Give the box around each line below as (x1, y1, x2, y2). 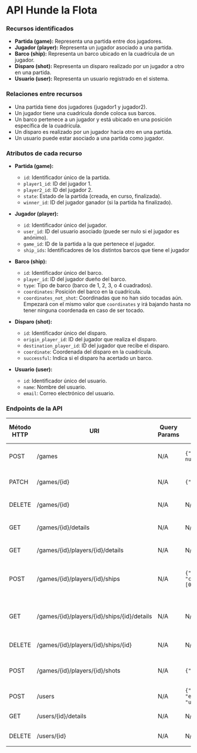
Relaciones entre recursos (6, 90, 83, 98)
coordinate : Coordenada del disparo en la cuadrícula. (23, 348, 152, 355)
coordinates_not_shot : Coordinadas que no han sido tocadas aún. (23, 294, 183, 301)
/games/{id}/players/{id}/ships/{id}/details (36, 612, 152, 620)
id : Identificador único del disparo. (23, 330, 107, 337)
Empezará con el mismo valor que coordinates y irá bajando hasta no (23, 301, 191, 308)
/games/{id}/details (36, 523, 90, 532)
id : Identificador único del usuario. (23, 377, 107, 385)
